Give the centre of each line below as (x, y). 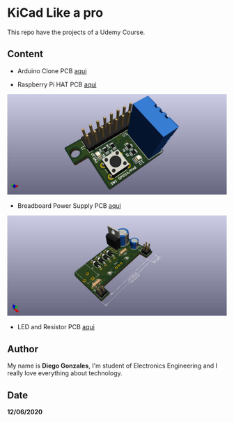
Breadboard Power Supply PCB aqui (69, 206)
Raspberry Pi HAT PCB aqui (57, 84)
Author (23, 349)
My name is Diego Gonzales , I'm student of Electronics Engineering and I (112, 366)
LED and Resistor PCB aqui (56, 327)
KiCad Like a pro (55, 13)
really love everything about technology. (65, 373)
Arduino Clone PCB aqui (52, 70)
